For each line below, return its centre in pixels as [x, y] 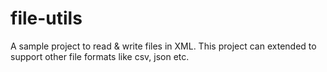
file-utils [46, 18]
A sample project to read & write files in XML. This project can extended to [163, 46]
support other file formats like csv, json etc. [100, 56]
